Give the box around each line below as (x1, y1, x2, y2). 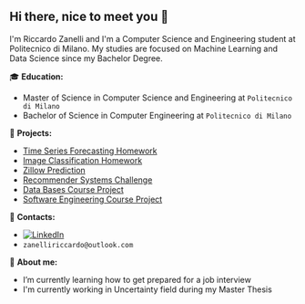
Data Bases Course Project (22, 183, 125, 194)
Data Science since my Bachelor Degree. (9, 52, 164, 64)
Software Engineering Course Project (22, 194, 163, 204)
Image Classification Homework (22, 154, 143, 165)
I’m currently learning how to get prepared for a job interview (22, 274, 252, 285)
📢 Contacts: (9, 211, 56, 222)
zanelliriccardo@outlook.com (22, 240, 134, 249)
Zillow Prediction (22, 164, 86, 175)
